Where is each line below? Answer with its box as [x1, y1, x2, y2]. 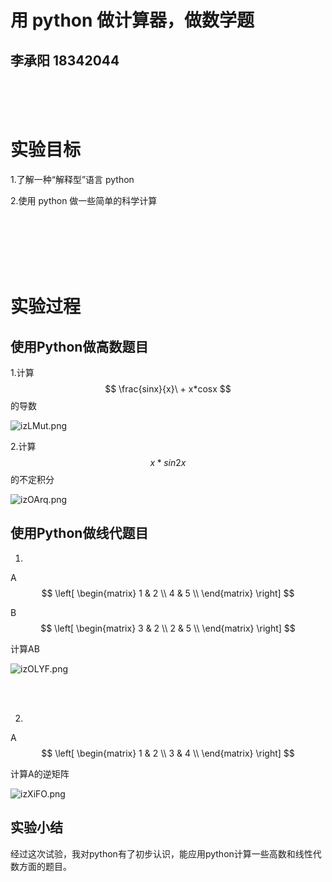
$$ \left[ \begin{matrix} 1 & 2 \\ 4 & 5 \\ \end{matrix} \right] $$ [41, 587, 295, 599]
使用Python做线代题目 [10, 525, 149, 542]
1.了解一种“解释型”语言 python [10, 173, 135, 185]
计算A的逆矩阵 [10, 767, 70, 780]
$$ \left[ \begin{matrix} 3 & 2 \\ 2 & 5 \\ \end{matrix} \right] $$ [40, 622, 296, 634]
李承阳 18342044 [10, 52, 120, 69]
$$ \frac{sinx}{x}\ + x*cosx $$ [104, 382, 232, 395]
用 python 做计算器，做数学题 [10, 9, 255, 32]
